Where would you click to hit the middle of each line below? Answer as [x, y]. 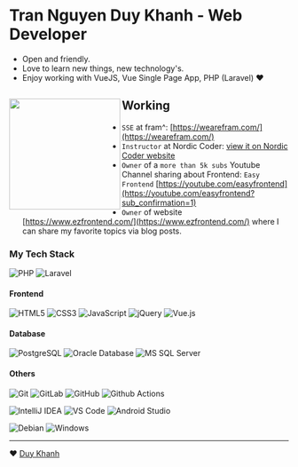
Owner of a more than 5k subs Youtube [191, 164]
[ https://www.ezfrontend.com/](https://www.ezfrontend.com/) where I [150, 221]
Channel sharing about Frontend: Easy [191, 174]
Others [22, 374]
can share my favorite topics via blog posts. [102, 231]
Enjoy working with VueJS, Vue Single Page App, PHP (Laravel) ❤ [143, 77]
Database [27, 333]
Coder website [149, 155]
